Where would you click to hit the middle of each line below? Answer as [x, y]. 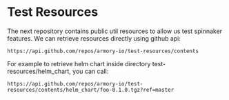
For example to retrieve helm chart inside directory [79, 63]
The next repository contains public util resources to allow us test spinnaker [115, 31]
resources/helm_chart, [39, 71]
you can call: [90, 71]
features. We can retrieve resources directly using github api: [94, 38]
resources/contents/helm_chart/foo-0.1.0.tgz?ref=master [91, 90]
